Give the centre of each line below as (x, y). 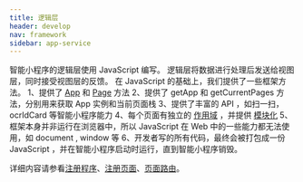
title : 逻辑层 (34, 18)
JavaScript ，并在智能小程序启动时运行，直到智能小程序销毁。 (126, 149)
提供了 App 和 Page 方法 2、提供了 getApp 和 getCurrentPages (156, 92)
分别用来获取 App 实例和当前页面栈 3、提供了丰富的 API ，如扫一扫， (154, 104)
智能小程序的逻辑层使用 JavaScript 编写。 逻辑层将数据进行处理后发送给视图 (152, 70)
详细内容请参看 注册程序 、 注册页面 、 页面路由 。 (97, 168)
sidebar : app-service (50, 43)
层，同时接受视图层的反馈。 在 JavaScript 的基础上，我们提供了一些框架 (144, 81)
